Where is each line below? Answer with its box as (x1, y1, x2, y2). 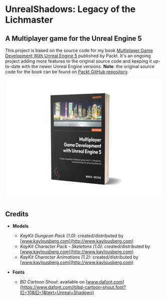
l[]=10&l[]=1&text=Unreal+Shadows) (19, 289, 94, 295)
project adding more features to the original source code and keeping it (5, 58, 152, 64)
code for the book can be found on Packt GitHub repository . (5, 69, 129, 75)
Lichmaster (5, 14, 53, 26)
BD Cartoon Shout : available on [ (19, 279, 87, 285)
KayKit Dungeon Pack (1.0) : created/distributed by (19, 233, 124, 239)
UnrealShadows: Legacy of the (5, 4, 136, 15)
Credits (5, 210, 29, 218)
